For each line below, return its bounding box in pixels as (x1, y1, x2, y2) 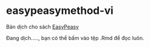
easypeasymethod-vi (6, 4, 114, 17)
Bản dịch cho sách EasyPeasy (6, 23, 79, 30)
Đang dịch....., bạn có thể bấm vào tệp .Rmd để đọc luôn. (6, 34, 145, 41)
